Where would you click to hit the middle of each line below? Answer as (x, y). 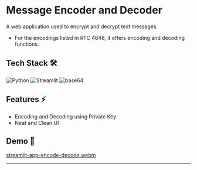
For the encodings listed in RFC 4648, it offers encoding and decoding (100, 38)
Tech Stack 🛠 (32, 63)
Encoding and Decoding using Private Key (65, 116)
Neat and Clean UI (37, 123)
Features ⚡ (26, 99)
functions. (27, 44)
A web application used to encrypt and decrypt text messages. (82, 26)
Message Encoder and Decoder (84, 10)
